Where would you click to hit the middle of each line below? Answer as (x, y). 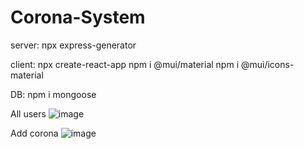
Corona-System (78, 17)
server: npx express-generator (73, 45)
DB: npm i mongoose (53, 94)
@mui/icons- (267, 64)
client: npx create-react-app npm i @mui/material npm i (125, 64)
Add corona (34, 133)
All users (28, 113)
